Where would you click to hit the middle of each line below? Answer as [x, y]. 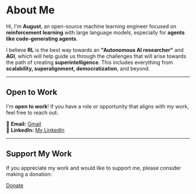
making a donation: [29, 174]
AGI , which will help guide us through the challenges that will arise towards [96, 56]
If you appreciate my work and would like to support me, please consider [94, 168]
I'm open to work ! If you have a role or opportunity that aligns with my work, [98, 106]
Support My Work [39, 154]
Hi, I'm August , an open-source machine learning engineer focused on [91, 26]
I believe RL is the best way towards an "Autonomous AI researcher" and [95, 50]
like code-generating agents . [42, 38]
